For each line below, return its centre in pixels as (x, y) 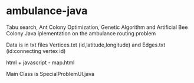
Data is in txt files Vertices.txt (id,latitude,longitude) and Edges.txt (86, 45)
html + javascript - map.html (40, 62)
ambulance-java (47, 11)
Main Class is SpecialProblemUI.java (50, 74)
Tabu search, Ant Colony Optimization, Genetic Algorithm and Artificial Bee (97, 27)
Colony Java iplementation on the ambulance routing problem (81, 33)
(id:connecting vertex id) (36, 51)
